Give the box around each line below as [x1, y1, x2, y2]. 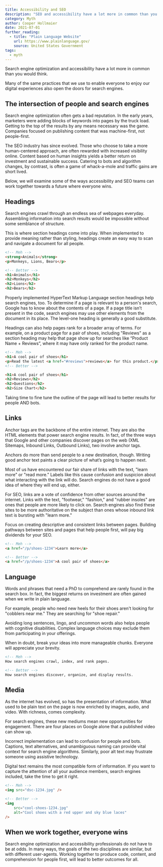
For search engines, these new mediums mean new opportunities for [5, 718, 143, 724]
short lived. [5, 169, 28, 174]
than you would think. [5, 71, 49, 77]
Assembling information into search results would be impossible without [5, 215, 149, 221]
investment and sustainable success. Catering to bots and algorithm [5, 158, 141, 164]
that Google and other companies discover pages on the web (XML [5, 437, 139, 443]
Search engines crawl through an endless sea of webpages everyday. [5, 211, 145, 216]
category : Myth [5, 16, 36, 21]
